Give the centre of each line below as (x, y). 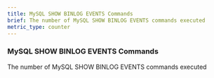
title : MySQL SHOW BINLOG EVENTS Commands (70, 14)
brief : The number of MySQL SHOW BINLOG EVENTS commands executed (106, 20)
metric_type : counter (39, 27)
